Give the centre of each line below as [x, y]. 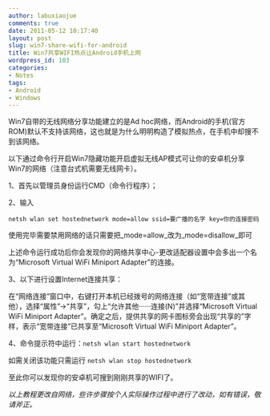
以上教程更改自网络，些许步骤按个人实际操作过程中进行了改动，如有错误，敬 [135, 394]
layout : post [30, 38]
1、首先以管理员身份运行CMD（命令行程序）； [83, 186]
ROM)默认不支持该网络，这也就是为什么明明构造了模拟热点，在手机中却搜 [130, 131]
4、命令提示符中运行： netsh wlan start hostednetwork [99, 343]
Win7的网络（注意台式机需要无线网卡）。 [75, 168]
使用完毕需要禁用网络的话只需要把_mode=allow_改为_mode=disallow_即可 [130, 235]
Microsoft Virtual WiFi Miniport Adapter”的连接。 [99, 262]
